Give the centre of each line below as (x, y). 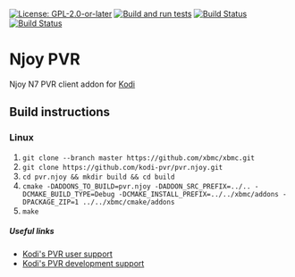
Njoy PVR (45, 59)
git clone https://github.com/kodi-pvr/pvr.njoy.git (122, 167)
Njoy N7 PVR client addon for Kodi (72, 84)
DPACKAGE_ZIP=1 (51, 202)
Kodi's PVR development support (83, 263)
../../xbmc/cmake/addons (129, 202)
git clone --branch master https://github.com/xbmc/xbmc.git (139, 158)
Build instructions (59, 112)
